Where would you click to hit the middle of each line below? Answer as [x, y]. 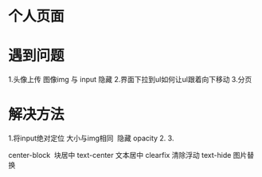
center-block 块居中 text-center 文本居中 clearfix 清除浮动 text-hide [120, 155]
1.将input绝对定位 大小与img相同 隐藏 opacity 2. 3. [91, 138]
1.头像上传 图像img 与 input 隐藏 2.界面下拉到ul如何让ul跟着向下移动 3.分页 [130, 80]
